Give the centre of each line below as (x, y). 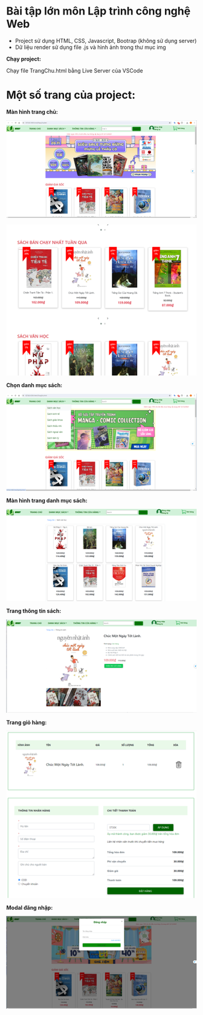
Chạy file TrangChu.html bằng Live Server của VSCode (75, 70)
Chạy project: (24, 59)
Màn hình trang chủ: (32, 112)
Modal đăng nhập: (30, 908)
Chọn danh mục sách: (34, 385)
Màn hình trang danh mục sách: (47, 501)
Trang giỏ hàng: (27, 723)
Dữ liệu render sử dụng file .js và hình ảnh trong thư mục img (90, 47)
